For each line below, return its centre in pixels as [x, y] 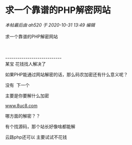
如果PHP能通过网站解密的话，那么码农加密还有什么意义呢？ [67, 74]
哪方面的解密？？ [23, 116]
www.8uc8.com [21, 106]
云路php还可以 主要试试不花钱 [36, 137]
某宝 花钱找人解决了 [25, 64]
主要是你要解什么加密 [27, 96]
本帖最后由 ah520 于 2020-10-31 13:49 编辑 [50, 25]
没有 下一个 [17, 85]
